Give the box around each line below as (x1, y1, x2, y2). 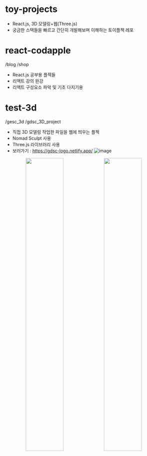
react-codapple (5, 45, 71, 56)
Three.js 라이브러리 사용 (12, 141, 60, 147)
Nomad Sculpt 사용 (12, 135, 51, 141)
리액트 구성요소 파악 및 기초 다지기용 (12, 84, 83, 90)
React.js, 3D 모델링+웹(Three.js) (12, 21, 78, 27)
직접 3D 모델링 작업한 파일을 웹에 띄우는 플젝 (12, 129, 100, 135)
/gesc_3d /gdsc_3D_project (5, 119, 61, 125)
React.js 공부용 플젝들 (12, 72, 56, 78)
